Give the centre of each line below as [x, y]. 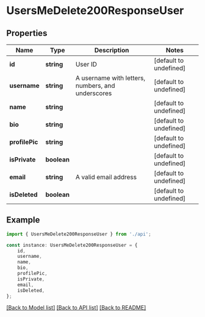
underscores [94, 93]
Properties [27, 33]
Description [112, 50]
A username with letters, [110, 78]
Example [23, 220]
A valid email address [106, 177]
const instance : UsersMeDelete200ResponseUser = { [72, 245]
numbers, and [95, 86]
